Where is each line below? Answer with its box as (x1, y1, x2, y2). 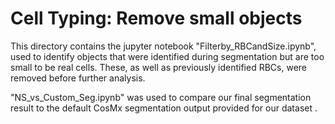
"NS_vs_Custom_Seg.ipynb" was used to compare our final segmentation (10, 91, 312, 103)
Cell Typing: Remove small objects (10, 7, 303, 30)
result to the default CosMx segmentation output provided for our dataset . (10, 102, 318, 114)
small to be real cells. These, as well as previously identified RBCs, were (10, 61, 307, 73)
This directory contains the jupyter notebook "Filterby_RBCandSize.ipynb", (10, 40, 317, 52)
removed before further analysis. (10, 72, 146, 84)
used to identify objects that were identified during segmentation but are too (10, 50, 325, 62)
